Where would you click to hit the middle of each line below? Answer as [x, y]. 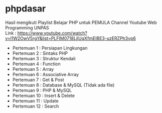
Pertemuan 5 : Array [33, 69]
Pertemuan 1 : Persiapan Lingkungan [50, 48]
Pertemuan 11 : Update [35, 101]
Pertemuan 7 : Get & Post [38, 80]
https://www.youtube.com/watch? [52, 33]
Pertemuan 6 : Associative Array [45, 74]
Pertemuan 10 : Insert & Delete [43, 96]
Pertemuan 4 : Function [36, 64]
